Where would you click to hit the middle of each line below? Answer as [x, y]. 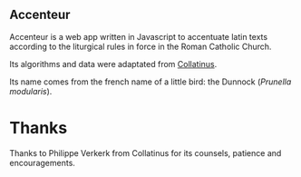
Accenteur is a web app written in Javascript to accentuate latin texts [139, 36]
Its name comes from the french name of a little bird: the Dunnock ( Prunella [150, 82]
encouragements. [42, 162]
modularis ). [31, 91]
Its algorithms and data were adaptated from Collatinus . [113, 64]
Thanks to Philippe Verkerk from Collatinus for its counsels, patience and [146, 152]
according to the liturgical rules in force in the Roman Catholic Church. [141, 46]
